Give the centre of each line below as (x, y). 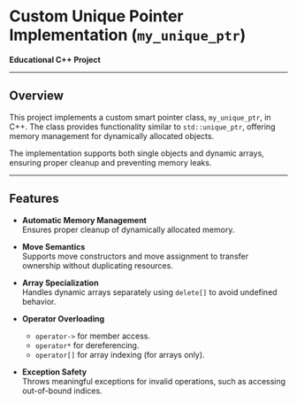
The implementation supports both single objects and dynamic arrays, (137, 153)
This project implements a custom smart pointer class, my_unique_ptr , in (140, 117)
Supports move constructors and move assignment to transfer (135, 256)
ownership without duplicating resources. (98, 265)
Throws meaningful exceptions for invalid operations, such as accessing (153, 381)
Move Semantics (53, 246)
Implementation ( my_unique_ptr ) (128, 35)
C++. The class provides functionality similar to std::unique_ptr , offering (142, 127)
